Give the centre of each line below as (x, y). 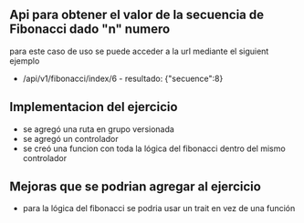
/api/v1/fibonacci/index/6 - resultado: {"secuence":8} (123, 78)
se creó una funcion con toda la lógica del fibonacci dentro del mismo (154, 148)
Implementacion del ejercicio (94, 107)
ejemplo (25, 61)
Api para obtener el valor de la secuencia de (137, 15)
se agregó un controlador (70, 138)
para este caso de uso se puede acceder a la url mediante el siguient (139, 51)
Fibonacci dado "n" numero (90, 30)
